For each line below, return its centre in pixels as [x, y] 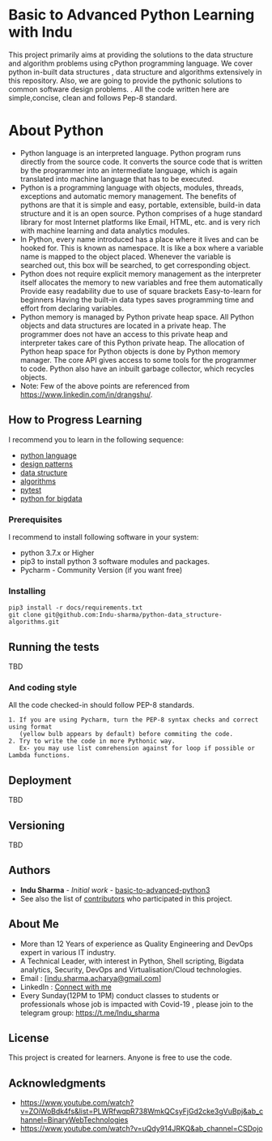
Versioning [36, 825]
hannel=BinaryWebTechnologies [74, 1120]
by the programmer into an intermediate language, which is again [129, 170]
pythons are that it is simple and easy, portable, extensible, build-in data [140, 205]
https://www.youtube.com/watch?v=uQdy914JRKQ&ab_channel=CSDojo [141, 1129]
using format [30, 727]
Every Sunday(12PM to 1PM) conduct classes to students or [119, 995]
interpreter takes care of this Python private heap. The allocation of [132, 342]
